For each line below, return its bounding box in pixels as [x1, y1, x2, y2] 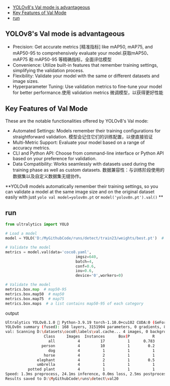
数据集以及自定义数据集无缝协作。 [12, 173, 84, 179]
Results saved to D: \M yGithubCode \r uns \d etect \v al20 [5, 376, 119, 381]
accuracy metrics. [12, 144, 51, 151]
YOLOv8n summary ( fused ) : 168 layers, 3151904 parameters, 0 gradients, [5, 324, 162, 330]
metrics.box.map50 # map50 [5, 292, 65, 297]
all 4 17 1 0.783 [48, 339, 155, 344]
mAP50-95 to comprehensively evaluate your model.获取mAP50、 [12, 50, 151, 56]
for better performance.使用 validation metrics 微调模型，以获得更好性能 [12, 89, 163, 95]
